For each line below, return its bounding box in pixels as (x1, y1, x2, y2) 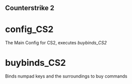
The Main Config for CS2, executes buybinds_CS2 (5, 40, 107, 46)
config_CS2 (5, 24, 54, 35)
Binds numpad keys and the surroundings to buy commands (5, 73, 128, 79)
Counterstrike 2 (5, 4, 55, 12)
